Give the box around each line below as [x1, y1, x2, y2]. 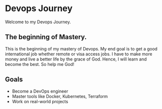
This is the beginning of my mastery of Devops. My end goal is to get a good [5, 46, 158, 51]
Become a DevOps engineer [12, 88, 69, 94]
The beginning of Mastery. [5, 33, 87, 41]
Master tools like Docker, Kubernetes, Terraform [12, 93, 108, 99]
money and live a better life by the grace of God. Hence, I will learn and [5, 56, 147, 62]
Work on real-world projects [12, 98, 69, 104]
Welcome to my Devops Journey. [5, 19, 71, 25]
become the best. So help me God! [5, 61, 74, 67]
